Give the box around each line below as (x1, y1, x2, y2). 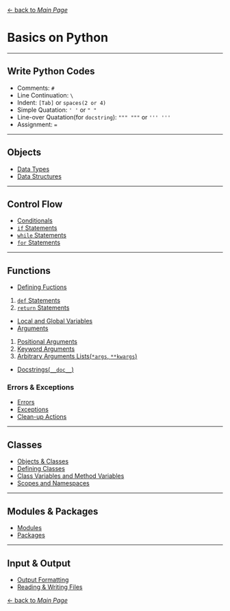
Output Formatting (16, 575, 69, 584)
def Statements (16, 297, 60, 305)
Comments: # (16, 84, 55, 92)
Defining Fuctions (16, 283, 67, 291)
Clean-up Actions (16, 413, 67, 421)
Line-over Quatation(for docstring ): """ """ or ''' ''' (16, 113, 171, 121)
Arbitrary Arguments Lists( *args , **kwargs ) (16, 352, 138, 360)
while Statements (16, 231, 67, 240)
